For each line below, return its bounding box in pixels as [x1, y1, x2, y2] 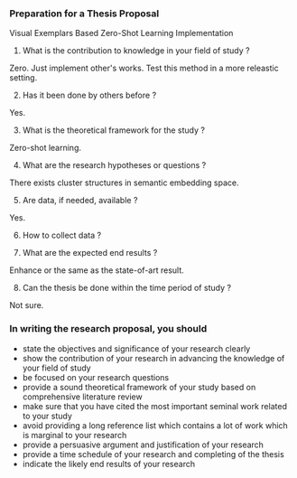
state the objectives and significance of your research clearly [22, 342, 251, 354]
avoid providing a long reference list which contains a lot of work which [22, 419, 289, 431]
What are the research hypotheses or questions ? [22, 160, 207, 171]
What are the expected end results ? [22, 248, 158, 258]
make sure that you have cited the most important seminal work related [22, 400, 287, 411]
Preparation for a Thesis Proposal [9, 7, 160, 20]
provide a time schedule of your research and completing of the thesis [22, 448, 284, 459]
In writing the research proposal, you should [9, 323, 208, 335]
